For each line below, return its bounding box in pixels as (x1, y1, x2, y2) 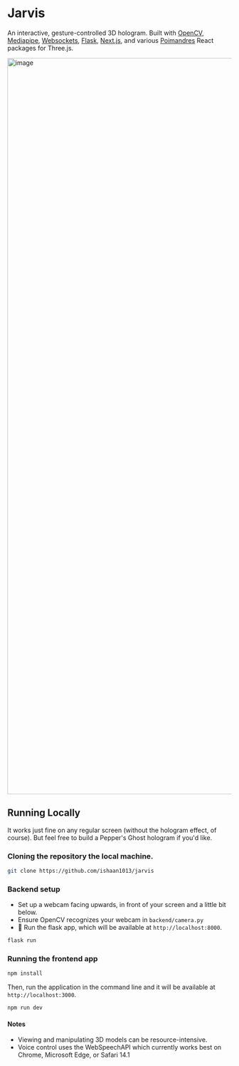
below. (17, 908, 38, 917)
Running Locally (7, 807, 80, 819)
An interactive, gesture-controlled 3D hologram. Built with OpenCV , (7, 29, 204, 37)
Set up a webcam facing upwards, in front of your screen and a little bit (17, 901, 226, 909)
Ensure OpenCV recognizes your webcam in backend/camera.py (17, 916, 204, 924)
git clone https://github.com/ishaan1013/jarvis (7, 868, 154, 875)
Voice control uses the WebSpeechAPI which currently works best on (17, 1043, 222, 1052)
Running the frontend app (7, 954, 98, 964)
